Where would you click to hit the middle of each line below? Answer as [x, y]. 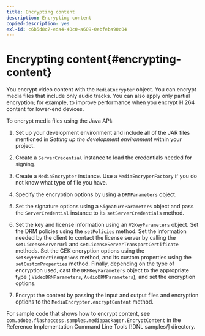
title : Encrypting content [41, 12]
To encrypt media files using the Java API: [60, 121]
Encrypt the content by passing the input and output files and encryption [107, 296]
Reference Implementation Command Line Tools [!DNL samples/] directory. [101, 327]
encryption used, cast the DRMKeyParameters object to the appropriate [102, 270]
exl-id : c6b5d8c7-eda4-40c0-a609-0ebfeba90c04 [67, 29]
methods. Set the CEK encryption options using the [80, 251]
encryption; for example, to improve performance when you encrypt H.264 [101, 102]
